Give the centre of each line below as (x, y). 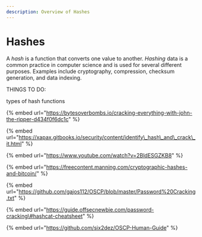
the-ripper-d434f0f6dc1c (38, 119)
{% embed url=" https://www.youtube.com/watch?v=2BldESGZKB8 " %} (95, 155)
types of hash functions (35, 101)
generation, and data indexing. (44, 77)
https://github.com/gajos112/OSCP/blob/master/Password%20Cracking (107, 191)
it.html (14, 144)
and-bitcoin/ (22, 173)
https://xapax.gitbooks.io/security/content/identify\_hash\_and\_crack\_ (107, 137)
